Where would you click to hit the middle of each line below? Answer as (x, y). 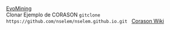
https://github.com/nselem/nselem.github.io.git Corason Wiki (85, 21)
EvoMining (19, 9)
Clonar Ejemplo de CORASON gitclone (53, 15)
